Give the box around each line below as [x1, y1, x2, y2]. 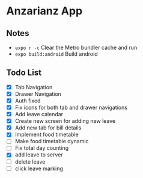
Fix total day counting [14, 144, 69, 152]
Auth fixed [14, 97, 41, 104]
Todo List [6, 68, 42, 78]
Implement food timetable [14, 131, 79, 138]
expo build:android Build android [14, 50, 98, 58]
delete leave [14, 158, 46, 165]
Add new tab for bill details [14, 124, 82, 131]
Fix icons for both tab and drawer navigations [14, 104, 128, 111]
